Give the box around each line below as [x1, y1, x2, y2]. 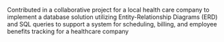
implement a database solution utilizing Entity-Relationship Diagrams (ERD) [7, 13, 218, 21]
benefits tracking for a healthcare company [7, 27, 129, 35]
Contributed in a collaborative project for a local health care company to [7, 6, 210, 14]
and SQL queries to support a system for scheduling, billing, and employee [7, 20, 217, 28]
